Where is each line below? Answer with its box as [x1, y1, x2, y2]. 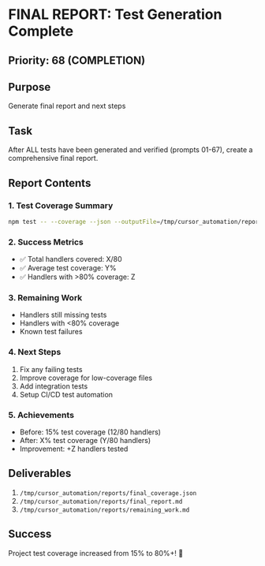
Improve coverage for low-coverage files [19, 373, 152, 382]
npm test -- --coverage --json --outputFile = [8, 218, 160, 225]
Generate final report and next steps [8, 101, 126, 111]
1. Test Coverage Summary [8, 199, 114, 210]
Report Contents [8, 176, 91, 190]
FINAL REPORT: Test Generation [8, 6, 222, 24]
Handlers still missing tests [19, 310, 107, 320]
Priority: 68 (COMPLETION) [8, 54, 146, 67]
